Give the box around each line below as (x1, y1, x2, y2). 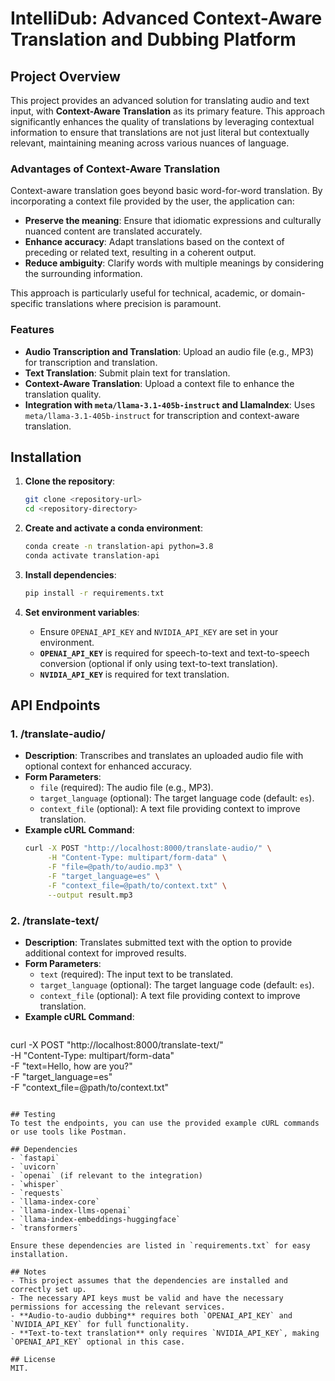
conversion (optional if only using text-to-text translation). (39, 657, 278, 669)
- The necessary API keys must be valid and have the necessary (10, 1293, 284, 1304)
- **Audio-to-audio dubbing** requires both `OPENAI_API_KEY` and (10, 1311, 293, 1321)
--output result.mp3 (47, 890, 133, 900)
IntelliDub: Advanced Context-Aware (10, 7, 323, 30)
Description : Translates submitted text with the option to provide (24, 937, 293, 949)
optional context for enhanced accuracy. (24, 760, 193, 772)
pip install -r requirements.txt (24, 588, 165, 598)
